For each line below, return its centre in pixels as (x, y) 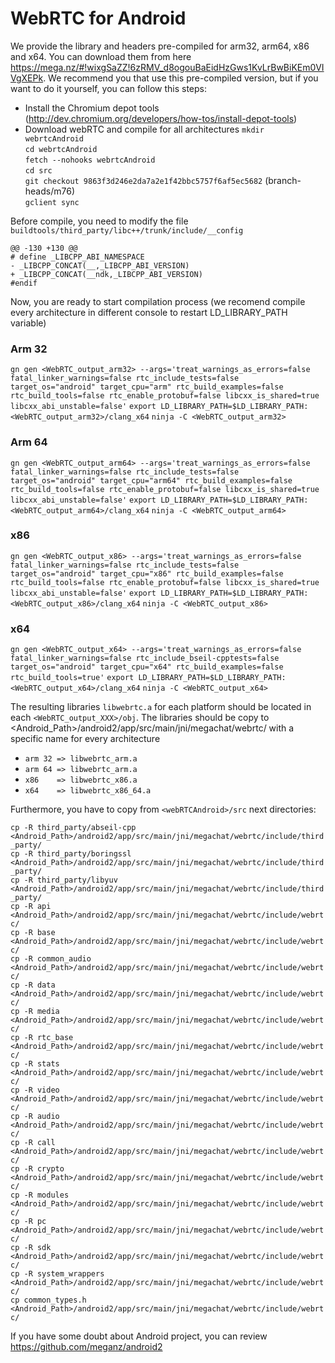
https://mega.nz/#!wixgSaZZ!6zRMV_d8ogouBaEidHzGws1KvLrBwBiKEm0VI (167, 67)
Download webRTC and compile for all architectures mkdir (144, 129)
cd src (38, 170)
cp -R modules (40, 1195)
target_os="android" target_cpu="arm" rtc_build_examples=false (147, 387)
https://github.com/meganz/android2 (86, 1347)
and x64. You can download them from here (101, 56)
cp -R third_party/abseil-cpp (73, 828)
